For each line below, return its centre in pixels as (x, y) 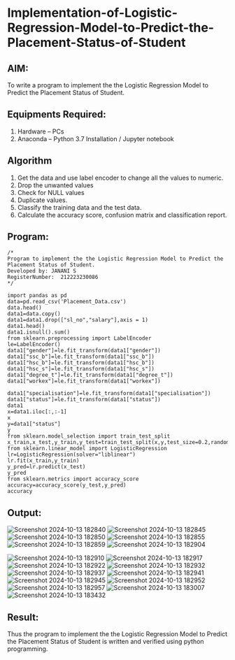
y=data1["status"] (34, 424)
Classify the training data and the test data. (79, 207)
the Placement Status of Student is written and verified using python (106, 642)
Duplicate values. (42, 200)
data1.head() (26, 327)
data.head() (24, 308)
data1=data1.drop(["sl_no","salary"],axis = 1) (78, 320)
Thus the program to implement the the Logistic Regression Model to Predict (117, 634)
